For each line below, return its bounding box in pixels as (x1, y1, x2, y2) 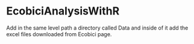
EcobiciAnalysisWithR (6, 4, 120, 18)
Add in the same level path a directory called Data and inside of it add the (6, 24, 189, 31)
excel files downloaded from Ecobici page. (6, 30, 112, 37)
